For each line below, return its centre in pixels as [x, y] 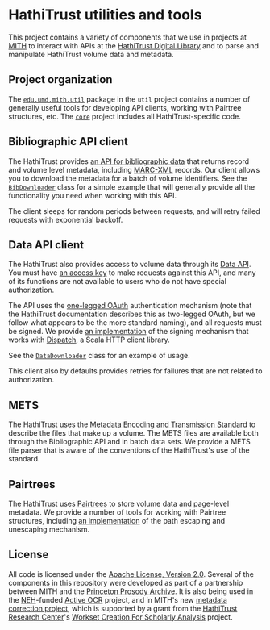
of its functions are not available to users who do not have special [118, 282]
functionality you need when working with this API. [93, 195]
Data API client [46, 245]
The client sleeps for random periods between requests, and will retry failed [134, 211]
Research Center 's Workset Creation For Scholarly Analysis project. [120, 617]
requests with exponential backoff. [66, 219]
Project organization [60, 79]
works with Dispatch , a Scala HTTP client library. [89, 340]
